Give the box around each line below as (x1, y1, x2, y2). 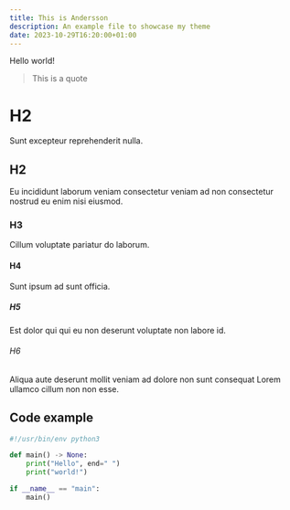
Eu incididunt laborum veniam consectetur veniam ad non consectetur (9, 186, 274, 197)
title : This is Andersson (9, 13, 108, 23)
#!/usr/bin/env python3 (9, 434, 101, 443)
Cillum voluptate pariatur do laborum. (9, 239, 150, 250)
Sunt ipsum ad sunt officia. (9, 281, 111, 292)
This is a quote (31, 73, 89, 84)
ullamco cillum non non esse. (9, 383, 120, 394)
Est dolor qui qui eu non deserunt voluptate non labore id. (9, 324, 227, 335)
